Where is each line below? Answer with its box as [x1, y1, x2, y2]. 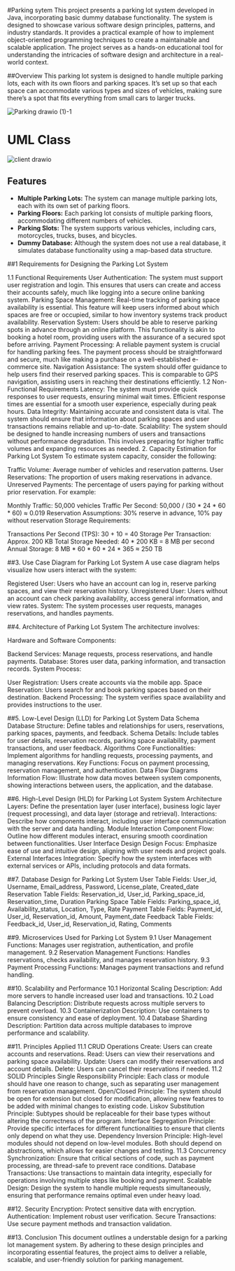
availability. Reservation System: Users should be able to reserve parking [7, 318, 218, 326]
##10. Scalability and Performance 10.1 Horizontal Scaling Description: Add [7, 984, 222, 992]
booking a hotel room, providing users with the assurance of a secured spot [7, 333, 226, 341]
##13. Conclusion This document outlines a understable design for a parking [7, 1232, 227, 1242]
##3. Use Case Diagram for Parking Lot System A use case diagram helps [7, 558, 220, 567]
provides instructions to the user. [7, 700, 103, 709]
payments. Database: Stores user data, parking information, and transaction [7, 657, 226, 665]
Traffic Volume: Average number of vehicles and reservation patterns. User [7, 465, 224, 473]
